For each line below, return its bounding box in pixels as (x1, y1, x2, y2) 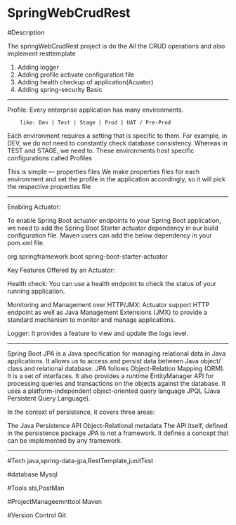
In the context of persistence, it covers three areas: (7, 408, 156, 416)
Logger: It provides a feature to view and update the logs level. (7, 329, 189, 337)
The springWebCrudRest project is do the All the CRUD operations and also (7, 41, 225, 50)
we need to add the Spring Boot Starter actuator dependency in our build (7, 223, 219, 232)
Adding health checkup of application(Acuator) (17, 77, 154, 86)
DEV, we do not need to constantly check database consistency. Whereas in (7, 138, 228, 147)
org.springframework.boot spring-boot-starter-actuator (7, 252, 168, 261)
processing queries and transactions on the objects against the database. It (7, 379, 226, 387)
